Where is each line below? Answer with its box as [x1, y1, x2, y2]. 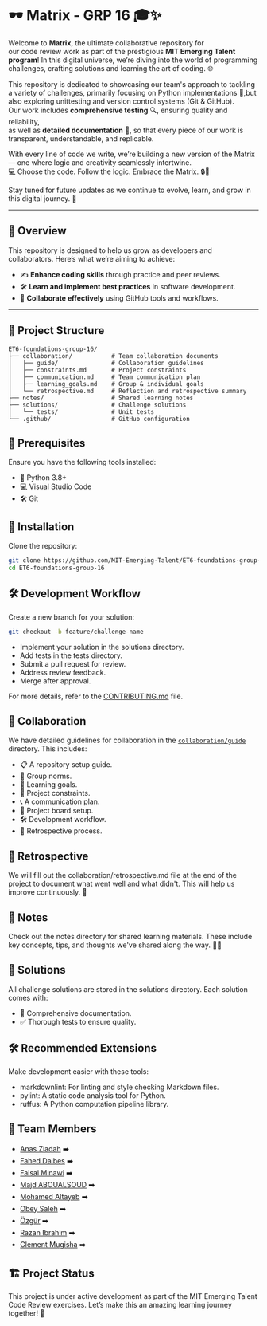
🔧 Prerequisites [8, 436, 86, 450]
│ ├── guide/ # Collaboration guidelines [8, 359, 204, 367]
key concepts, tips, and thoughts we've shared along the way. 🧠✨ [8, 940, 222, 950]
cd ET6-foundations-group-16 [8, 564, 105, 573]
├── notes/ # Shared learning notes [8, 394, 194, 402]
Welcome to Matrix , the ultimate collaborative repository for [8, 37, 204, 48]
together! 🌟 [8, 1308, 45, 1318]
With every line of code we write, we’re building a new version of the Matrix [8, 149, 256, 159]
